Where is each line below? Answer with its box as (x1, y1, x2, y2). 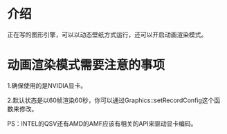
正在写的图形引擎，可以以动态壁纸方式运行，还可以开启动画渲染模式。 (7, 30, 208, 39)
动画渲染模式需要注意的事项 (7, 57, 165, 73)
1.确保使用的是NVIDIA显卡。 (7, 81, 87, 90)
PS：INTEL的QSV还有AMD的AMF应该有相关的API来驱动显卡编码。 (7, 119, 197, 128)
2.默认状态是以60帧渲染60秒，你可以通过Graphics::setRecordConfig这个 (7, 96, 215, 104)
